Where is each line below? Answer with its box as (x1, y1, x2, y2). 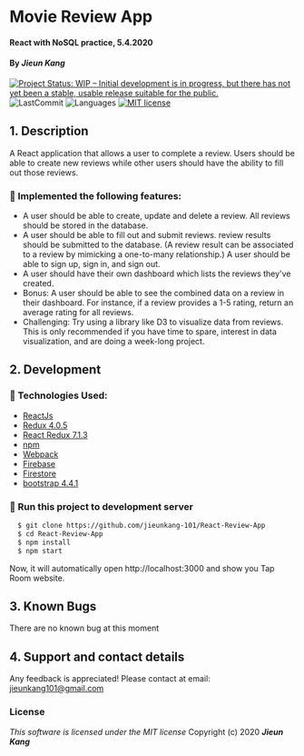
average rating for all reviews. (22, 307, 134, 318)
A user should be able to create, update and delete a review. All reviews (22, 211, 290, 222)
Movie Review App (9, 6, 152, 27)
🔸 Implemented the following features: (9, 189, 182, 202)
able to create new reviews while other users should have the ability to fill (9, 157, 284, 168)
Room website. (9, 572, 65, 583)
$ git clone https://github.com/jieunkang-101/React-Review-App (17, 521, 266, 531)
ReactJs (22, 410, 54, 421)
